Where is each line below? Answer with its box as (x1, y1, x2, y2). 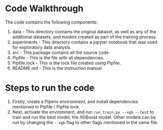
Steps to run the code (5, 82, 95, 94)
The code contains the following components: (5, 19, 98, 25)
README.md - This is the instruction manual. (12, 65, 103, 71)
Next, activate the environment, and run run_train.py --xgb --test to (12, 109, 154, 115)
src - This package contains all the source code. (12, 50, 110, 55)
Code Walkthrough (5, 3, 83, 14)
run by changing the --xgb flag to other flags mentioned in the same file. (12, 119, 159, 125)
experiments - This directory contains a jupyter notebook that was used (12, 39, 158, 45)
